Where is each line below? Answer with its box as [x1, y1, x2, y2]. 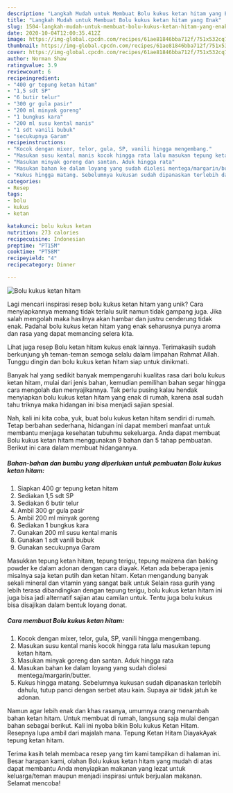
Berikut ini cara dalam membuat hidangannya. [7, 443, 139, 452]
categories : [7, 178, 42, 185]
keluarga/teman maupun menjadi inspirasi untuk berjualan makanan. [7, 771, 202, 780]
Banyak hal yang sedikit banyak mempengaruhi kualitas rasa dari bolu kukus [7, 370, 225, 379]
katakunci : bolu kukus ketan [7, 223, 92, 230]
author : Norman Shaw [7, 56, 67, 62]
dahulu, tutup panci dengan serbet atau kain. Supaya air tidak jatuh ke [17, 685, 218, 694]
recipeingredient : [7, 74, 60, 82]
